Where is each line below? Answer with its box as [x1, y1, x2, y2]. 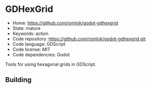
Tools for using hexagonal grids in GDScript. [5, 61, 97, 67]
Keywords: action [12, 30, 49, 36]
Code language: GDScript [12, 41, 66, 47]
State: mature [12, 25, 41, 31]
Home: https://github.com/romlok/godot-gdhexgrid [12, 20, 118, 26]
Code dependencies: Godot [12, 51, 70, 58]
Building [5, 76, 32, 84]
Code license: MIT [12, 46, 51, 52]
